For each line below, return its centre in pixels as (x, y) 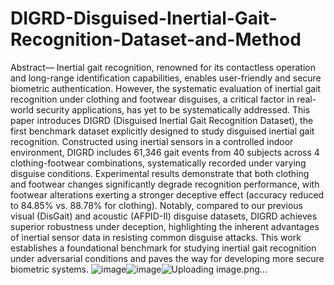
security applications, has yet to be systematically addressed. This (173, 109)
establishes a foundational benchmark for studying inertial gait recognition (163, 248)
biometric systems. (50, 269)
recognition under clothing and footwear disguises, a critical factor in (152, 99)
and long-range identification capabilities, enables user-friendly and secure (166, 78)
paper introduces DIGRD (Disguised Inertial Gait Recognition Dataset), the (162, 120)
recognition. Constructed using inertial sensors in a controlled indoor (152, 141)
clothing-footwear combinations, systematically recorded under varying (158, 163)
